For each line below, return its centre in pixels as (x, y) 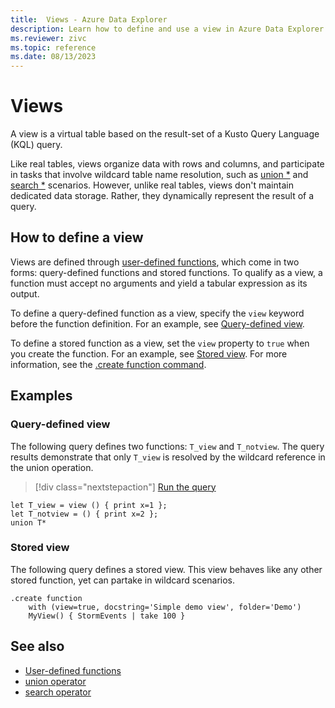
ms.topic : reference (53, 47)
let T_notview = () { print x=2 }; (84, 514)
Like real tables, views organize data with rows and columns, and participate (167, 164)
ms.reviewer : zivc (48, 38)
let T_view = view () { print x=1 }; (89, 505)
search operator (58, 692)
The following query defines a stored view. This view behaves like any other (166, 569)
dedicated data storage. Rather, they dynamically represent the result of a (162, 196)
